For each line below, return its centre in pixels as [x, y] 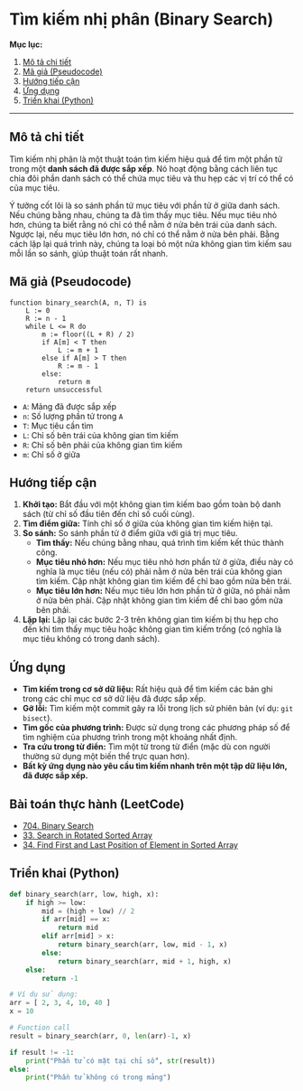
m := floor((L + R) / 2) [88, 334]
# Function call [40, 1028]
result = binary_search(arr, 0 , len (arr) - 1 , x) [101, 1036]
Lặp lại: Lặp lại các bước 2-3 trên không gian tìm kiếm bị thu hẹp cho [150, 620]
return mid [78, 928]
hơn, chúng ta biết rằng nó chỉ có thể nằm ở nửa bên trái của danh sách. [143, 224]
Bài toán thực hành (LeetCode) [97, 804]
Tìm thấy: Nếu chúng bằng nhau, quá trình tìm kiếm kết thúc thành [160, 543]
